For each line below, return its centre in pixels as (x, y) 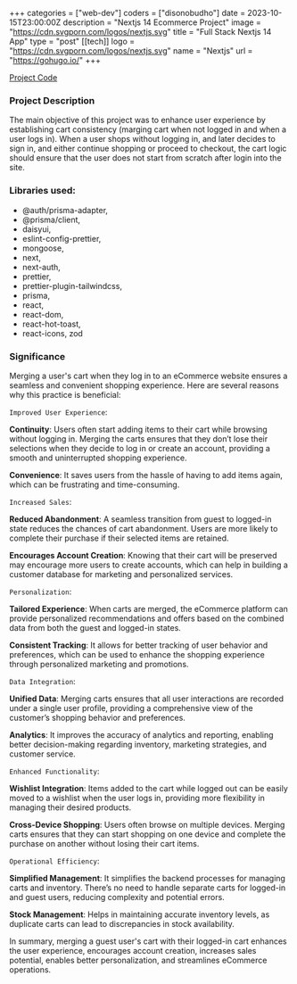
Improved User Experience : (58, 412)
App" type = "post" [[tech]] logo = (72, 41)
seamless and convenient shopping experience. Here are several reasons (144, 385)
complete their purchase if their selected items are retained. (119, 538)
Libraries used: (42, 191)
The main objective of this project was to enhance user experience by (137, 120)
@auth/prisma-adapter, (65, 210)
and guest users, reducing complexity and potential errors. (117, 897)
